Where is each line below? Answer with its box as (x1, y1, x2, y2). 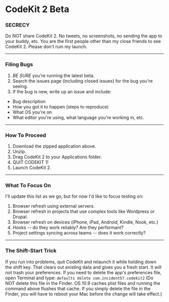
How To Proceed (5, 132, 46, 139)
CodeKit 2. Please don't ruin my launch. (5, 44, 88, 50)
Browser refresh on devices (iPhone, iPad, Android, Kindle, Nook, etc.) (12, 219, 158, 225)
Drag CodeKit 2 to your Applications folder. (12, 154, 102, 160)
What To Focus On (5, 182, 51, 189)
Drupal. (12, 214, 28, 220)
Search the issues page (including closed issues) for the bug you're (12, 78, 153, 84)
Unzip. (12, 149, 27, 155)
